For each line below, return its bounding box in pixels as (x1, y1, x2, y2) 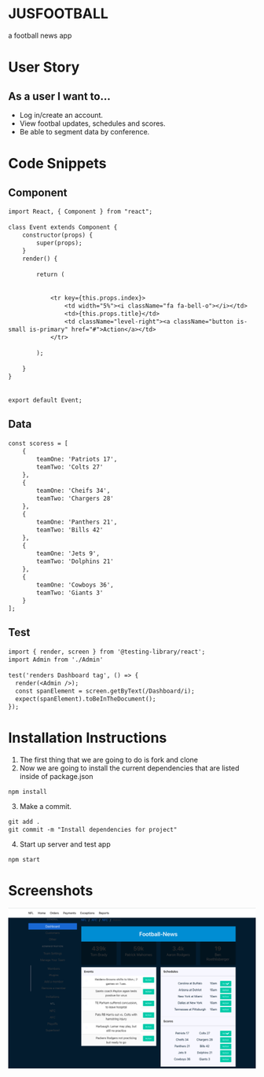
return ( (36, 270, 65, 278)
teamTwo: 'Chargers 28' (36, 494, 114, 502)
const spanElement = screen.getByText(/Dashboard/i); (15, 687, 195, 695)
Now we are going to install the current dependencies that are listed (19, 763, 240, 773)
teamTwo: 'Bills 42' (36, 526, 104, 534)
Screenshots (8, 881, 93, 899)
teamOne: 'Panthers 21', (36, 518, 118, 526)
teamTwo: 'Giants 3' (36, 589, 104, 597)
